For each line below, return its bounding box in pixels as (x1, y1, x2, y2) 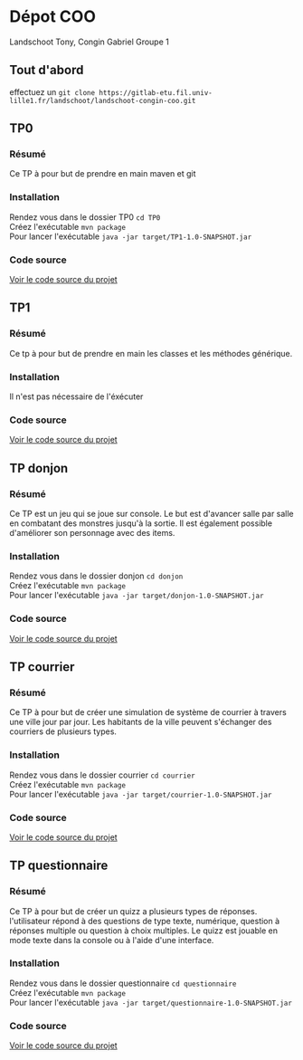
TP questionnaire (9, 858, 109, 874)
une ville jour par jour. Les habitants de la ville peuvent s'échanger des (9, 717, 272, 728)
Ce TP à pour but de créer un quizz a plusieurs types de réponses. (9, 905, 258, 916)
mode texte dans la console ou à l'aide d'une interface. (9, 934, 214, 945)
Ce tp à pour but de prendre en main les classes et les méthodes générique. (9, 348, 293, 358)
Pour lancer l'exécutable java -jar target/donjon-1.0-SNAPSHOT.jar (9, 590, 264, 601)
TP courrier (9, 659, 75, 674)
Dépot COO (9, 6, 97, 27)
